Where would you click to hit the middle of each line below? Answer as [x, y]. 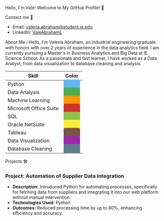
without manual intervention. [41, 197]
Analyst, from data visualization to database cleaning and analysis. [73, 64]
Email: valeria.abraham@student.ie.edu [52, 27]
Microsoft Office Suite [33, 108]
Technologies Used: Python [41, 203]
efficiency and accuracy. [38, 213]
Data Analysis [24, 92]
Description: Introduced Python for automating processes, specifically [85, 187]
